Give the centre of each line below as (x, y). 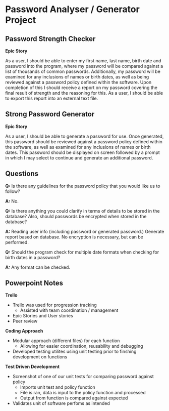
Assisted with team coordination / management (69, 310)
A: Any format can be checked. (38, 267)
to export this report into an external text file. (52, 98)
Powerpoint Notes (34, 283)
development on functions (40, 357)
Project (21, 20)
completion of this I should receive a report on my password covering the (81, 88)
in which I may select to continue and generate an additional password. (79, 157)
